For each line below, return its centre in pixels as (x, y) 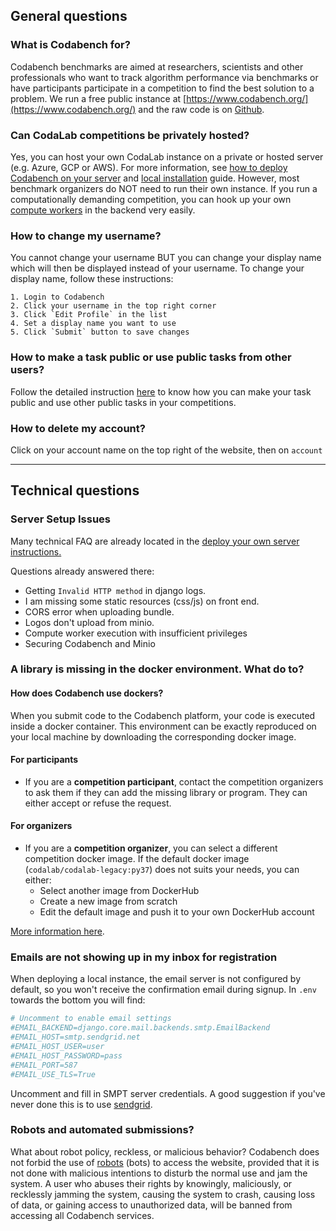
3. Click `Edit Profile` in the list (89, 315)
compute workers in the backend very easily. (103, 210)
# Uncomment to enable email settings (91, 1019)
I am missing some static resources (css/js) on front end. (142, 601)
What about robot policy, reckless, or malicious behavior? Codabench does (165, 1151)
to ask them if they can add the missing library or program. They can (166, 792)
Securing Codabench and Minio (90, 643)
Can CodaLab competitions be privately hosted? (130, 135)
